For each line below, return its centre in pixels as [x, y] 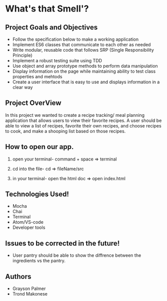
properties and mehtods [37, 77]
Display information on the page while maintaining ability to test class [84, 71]
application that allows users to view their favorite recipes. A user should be [83, 120]
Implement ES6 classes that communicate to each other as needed [82, 45]
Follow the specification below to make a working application [75, 39]
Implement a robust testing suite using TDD [57, 60]
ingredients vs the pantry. [39, 261]
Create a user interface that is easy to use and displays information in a [86, 82]
